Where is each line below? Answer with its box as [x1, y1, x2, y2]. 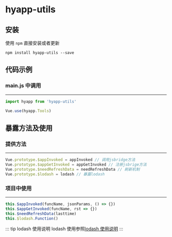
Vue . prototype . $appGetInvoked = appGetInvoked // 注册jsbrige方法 [5, 162, 147, 167]
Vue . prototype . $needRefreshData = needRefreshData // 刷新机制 [5, 167, 140, 172]
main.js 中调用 [5, 82, 41, 89]
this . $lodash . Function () [5, 216, 58, 221]
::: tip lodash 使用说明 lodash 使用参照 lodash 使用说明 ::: [5, 226, 123, 232]
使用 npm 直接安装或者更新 [5, 40, 60, 46]
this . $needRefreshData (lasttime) [5, 211, 77, 216]
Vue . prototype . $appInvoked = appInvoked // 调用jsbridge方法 [5, 157, 136, 162]
